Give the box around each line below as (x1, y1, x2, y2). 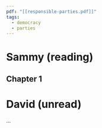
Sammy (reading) (6, 51, 94, 64)
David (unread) (6, 98, 82, 111)
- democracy (11, 19, 42, 25)
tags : (6, 14, 20, 20)
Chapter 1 (6, 74, 43, 84)
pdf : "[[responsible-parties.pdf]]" (6, 8, 97, 15)
